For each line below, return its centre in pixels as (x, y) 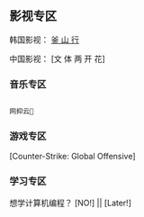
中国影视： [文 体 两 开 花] (57, 59)
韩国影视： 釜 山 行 (44, 40)
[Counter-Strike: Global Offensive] (73, 157)
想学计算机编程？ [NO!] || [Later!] (71, 203)
